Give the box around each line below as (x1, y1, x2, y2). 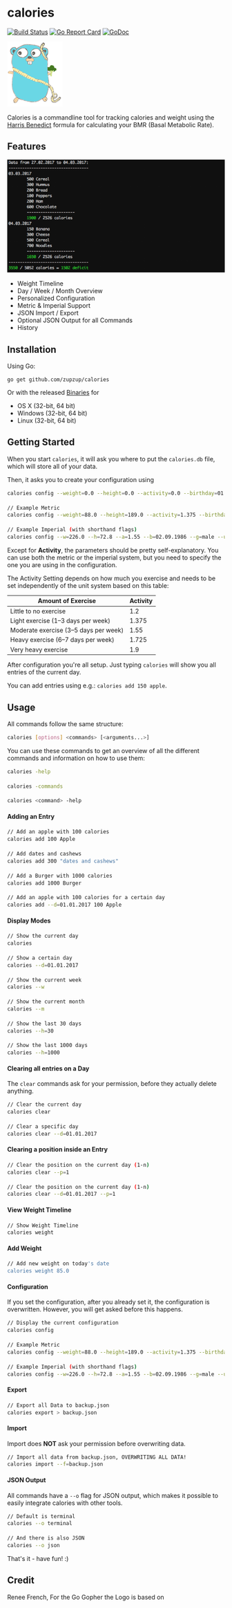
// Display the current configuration (7, 1320, 119, 1327)
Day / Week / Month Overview (17, 287, 104, 295)
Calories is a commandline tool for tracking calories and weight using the (7, 113, 215, 122)
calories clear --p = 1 (7, 1169, 70, 1176)
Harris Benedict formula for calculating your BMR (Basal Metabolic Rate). (7, 120, 214, 129)
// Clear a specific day (7, 1122, 79, 1130)
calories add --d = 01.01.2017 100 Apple (7, 901, 122, 909)
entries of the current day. (7, 668, 81, 676)
